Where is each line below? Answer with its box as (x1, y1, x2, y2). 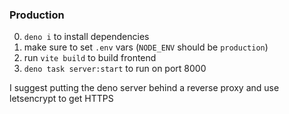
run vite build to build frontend (23, 52, 157, 64)
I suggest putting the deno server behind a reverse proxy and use (9, 82, 280, 94)
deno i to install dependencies (23, 31, 150, 43)
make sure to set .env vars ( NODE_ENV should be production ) (23, 41, 269, 53)
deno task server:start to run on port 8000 (23, 63, 207, 75)
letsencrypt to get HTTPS (9, 93, 114, 105)
